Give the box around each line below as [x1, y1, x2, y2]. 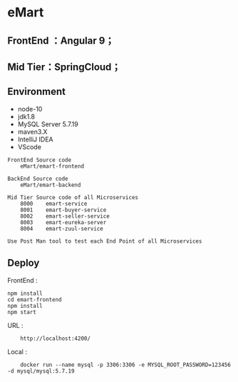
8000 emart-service [20, 200, 88, 207]
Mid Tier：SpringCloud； [7, 61, 121, 73]
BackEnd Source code [7, 175, 69, 182]
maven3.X [17, 127, 48, 136]
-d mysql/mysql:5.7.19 [7, 367, 75, 375]
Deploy [7, 257, 40, 269]
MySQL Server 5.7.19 [17, 119, 78, 129]
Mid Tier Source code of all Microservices [7, 193, 139, 201]
